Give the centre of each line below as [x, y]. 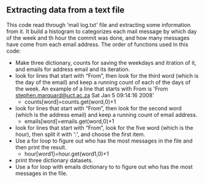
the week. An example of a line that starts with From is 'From [91, 89]
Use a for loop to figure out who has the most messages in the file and [104, 141]
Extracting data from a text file [65, 10]
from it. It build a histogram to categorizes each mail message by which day [102, 31]
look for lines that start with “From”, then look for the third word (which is [107, 75]
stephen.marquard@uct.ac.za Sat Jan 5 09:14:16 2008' [84, 95]
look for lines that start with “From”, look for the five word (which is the [104, 127]
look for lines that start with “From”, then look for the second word [98, 108]
